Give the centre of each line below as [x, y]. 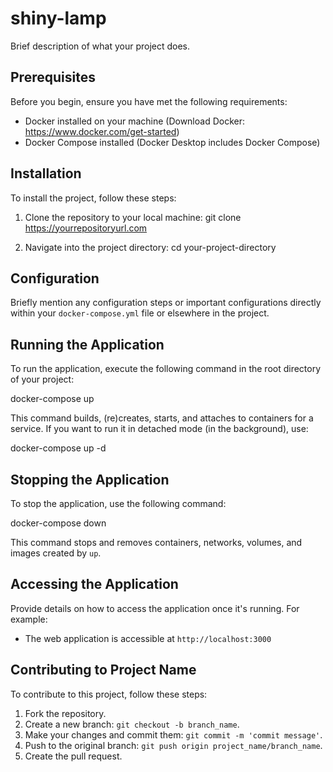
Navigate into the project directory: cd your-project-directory [150, 247]
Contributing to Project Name [103, 670]
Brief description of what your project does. [100, 46]
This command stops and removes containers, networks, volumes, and [156, 542]
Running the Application [87, 344]
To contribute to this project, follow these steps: [109, 694]
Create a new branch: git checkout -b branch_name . [132, 724]
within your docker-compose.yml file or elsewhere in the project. [140, 313]
